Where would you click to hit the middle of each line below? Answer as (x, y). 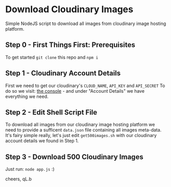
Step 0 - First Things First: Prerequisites (70, 45)
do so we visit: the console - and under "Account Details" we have (75, 91)
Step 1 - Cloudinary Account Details (63, 73)
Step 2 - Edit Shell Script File (51, 112)
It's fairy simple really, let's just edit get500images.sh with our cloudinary (81, 136)
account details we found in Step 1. (42, 141)
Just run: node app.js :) (30, 169)
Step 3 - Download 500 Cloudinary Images (75, 157)
